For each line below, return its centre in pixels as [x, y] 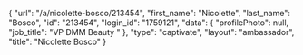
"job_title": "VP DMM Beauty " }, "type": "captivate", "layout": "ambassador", [151, 32]
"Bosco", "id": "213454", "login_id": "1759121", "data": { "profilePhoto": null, [149, 23]
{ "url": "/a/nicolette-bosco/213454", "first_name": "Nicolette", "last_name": [150, 13]
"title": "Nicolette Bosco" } [57, 41]
